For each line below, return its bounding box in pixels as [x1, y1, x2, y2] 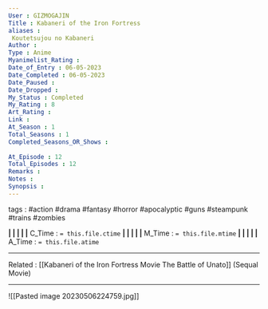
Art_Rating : [8, 109, 52, 117]
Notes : [8, 175, 34, 184]
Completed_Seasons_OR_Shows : [8, 137, 109, 146]
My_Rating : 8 [8, 101, 56, 109]
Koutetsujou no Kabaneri [11, 34, 94, 42]
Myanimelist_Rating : [8, 57, 81, 65]
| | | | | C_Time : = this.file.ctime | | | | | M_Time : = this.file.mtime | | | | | [8, 228, 258, 238]
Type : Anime [8, 49, 52, 57]
